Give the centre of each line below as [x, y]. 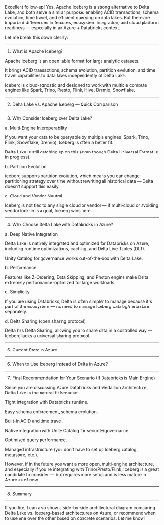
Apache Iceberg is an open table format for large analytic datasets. [72, 61]
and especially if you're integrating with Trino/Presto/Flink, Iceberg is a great [82, 469]
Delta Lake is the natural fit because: [42, 393]
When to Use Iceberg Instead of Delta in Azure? [60, 364]
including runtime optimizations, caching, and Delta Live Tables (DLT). [75, 249]
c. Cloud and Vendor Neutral [34, 196]
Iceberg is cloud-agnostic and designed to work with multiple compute [76, 85]
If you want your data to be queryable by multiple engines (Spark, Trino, [77, 137]
